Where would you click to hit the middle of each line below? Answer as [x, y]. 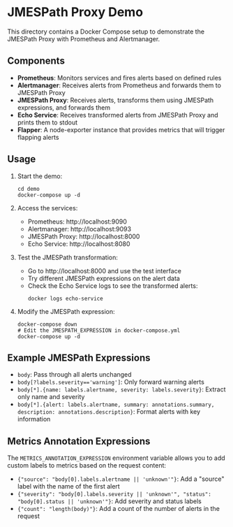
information [34, 419]
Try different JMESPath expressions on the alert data [104, 278]
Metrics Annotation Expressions [79, 441]
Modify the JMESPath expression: [66, 311]
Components [36, 61]
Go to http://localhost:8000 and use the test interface [104, 270]
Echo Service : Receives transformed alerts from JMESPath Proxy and [118, 115]
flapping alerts [38, 137]
